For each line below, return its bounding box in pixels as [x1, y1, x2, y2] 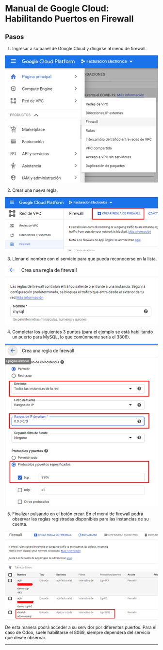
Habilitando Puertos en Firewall [5, 13, 134, 24]
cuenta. [12, 521, 28, 527]
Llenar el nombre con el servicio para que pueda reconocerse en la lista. [12, 256, 157, 262]
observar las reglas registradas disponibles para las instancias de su [12, 516, 149, 521]
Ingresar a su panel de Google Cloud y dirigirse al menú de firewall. [12, 46, 147, 51]
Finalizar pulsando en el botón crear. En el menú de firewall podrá [12, 511, 144, 517]
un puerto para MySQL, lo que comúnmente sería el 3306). [12, 334, 130, 340]
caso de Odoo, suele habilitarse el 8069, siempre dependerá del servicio [5, 629, 150, 635]
